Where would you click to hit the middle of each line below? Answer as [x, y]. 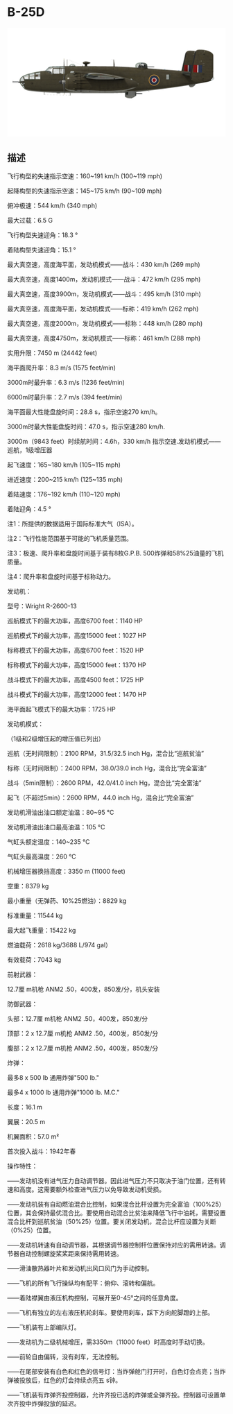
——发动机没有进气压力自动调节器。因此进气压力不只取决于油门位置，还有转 [116, 1180]
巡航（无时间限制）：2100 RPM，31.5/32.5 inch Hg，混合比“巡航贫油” [106, 753]
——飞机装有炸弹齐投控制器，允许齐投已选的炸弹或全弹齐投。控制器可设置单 [116, 1395]
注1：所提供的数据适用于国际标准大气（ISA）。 [73, 524]
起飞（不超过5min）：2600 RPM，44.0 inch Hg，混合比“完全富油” [101, 797]
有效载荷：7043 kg [34, 959]
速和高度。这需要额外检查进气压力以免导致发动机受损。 [86, 1189]
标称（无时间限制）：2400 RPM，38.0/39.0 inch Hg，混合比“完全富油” [107, 768]
